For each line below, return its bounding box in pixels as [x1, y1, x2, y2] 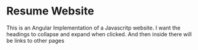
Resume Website [6, 4, 94, 18]
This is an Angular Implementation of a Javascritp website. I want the [6, 24, 181, 31]
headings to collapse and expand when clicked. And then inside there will [6, 30, 192, 37]
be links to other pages [6, 37, 64, 44]
